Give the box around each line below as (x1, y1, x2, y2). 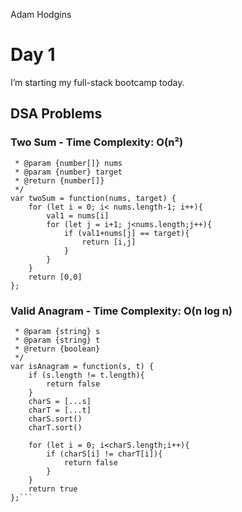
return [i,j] (81, 237, 137, 247)
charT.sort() (28, 422, 83, 433)
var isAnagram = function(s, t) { (10, 361, 155, 371)
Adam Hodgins (10, 9, 72, 20)
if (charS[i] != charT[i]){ (46, 449, 163, 459)
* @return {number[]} (14, 175, 105, 186)
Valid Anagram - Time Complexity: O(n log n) (10, 304, 233, 318)
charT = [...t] (28, 405, 92, 415)
